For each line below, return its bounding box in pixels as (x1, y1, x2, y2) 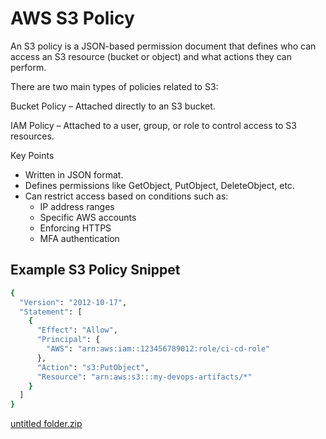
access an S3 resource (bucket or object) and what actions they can (10, 50, 292, 62)
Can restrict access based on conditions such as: (24, 190, 229, 202)
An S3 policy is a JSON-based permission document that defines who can (10, 40, 317, 52)
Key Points (10, 149, 55, 161)
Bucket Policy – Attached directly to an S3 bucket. (10, 100, 216, 112)
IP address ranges (39, 200, 115, 212)
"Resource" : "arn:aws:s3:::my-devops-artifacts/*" (36, 372, 253, 382)
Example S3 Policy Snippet (10, 262, 181, 279)
